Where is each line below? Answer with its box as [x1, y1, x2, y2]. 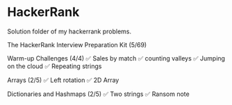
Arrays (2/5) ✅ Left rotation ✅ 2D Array [7, 76, 119, 84]
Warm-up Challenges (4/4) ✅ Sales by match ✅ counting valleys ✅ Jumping [7, 54, 226, 63]
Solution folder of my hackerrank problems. [7, 27, 132, 35]
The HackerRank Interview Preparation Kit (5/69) [7, 40, 147, 49]
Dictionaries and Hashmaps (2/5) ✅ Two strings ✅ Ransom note [7, 90, 190, 98]
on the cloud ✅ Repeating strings [7, 62, 102, 70]
